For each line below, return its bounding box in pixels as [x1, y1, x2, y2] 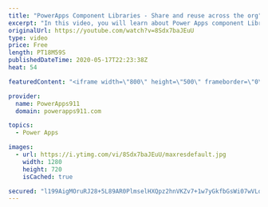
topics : [8, 121, 34, 130]
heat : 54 [8, 64, 37, 72]
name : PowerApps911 [15, 100, 81, 107]
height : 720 [22, 165, 62, 174]
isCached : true [22, 173, 73, 181]
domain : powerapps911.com [15, 107, 102, 115]
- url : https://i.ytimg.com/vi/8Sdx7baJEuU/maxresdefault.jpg [15, 150, 227, 158]
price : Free [8, 41, 48, 49]
